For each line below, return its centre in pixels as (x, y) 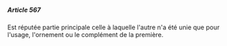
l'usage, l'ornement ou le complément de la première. (85, 34)
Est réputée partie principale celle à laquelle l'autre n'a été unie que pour (113, 27)
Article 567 (24, 10)
